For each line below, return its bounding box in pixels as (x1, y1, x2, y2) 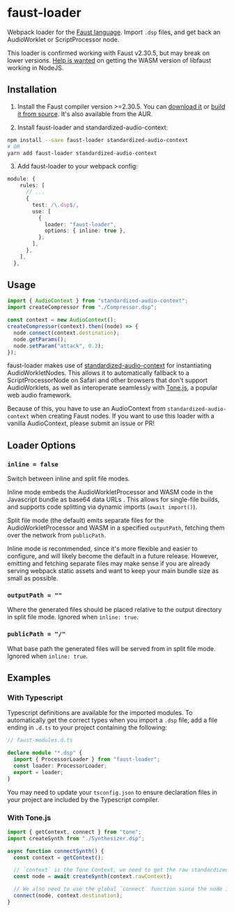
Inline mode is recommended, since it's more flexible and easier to (7, 544, 198, 553)
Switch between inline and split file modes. (7, 475, 130, 483)
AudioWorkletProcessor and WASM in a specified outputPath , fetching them (7, 524, 225, 532)
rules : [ (19, 182, 45, 189)
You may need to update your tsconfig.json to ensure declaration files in (7, 788, 217, 796)
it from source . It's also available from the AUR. (17, 109, 153, 118)
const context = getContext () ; (13, 854, 104, 861)
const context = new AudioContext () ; (7, 317, 117, 324)
